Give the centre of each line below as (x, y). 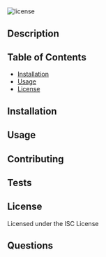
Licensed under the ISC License (53, 223)
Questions (30, 246)
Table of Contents (47, 57)
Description (33, 33)
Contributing (36, 159)
